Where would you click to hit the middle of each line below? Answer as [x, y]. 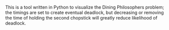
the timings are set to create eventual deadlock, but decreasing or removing [84, 12]
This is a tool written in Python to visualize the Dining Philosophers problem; [85, 7]
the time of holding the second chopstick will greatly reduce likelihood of [81, 18]
